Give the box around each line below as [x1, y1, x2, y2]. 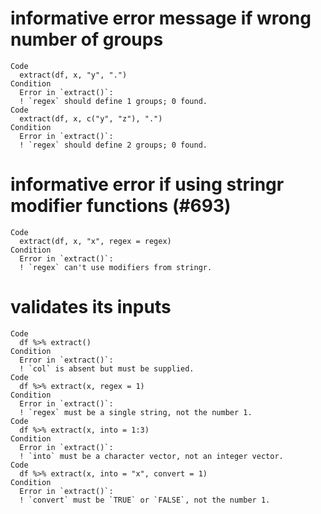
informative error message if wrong [10, 7, 312, 30]
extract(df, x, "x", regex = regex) [19, 236, 172, 246]
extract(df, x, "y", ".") [19, 70, 128, 80]
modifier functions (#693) [10, 195, 232, 217]
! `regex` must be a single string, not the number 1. [19, 407, 253, 417]
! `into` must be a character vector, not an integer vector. [19, 451, 284, 461]
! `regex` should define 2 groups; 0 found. [19, 140, 208, 150]
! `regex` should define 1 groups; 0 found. [19, 96, 208, 106]
